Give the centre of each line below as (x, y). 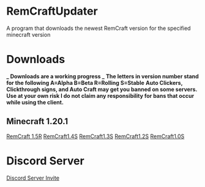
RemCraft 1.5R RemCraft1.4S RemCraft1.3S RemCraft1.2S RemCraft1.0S (95, 136)
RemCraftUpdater (52, 11)
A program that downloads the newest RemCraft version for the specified (99, 28)
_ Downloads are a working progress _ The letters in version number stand (102, 76)
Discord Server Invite (33, 178)
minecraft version (28, 34)
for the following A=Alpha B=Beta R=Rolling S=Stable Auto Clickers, (95, 82)
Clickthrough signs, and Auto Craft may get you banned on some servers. (102, 89)
